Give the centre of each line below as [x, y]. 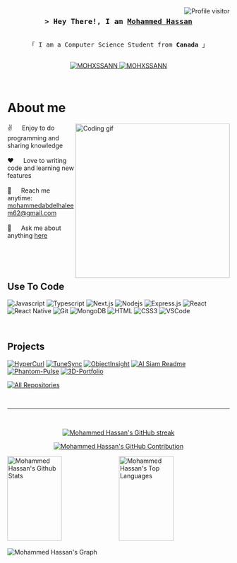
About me [37, 108]
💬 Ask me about [34, 228]
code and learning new [41, 168]
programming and [34, 138]
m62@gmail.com [32, 213]
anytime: [20, 198]
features [19, 176]
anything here [28, 236]
